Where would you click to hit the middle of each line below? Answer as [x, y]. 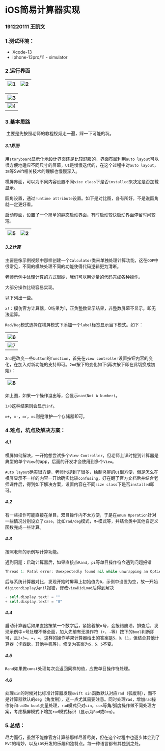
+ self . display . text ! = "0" [34, 602]
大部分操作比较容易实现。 [31, 287]
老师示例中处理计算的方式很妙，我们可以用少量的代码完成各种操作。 [74, 277]
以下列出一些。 [20, 297]
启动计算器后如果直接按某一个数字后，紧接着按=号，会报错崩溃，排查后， [80, 626]
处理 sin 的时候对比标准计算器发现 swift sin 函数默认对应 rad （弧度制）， [77, 693]
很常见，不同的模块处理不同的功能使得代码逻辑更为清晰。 [63, 266]
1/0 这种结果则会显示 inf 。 [31, 405]
